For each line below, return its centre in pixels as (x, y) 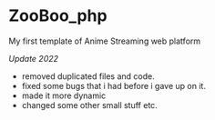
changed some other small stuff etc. (90, 105)
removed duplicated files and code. (88, 76)
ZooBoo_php (58, 16)
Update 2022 (34, 58)
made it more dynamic (64, 95)
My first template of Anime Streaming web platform (105, 41)
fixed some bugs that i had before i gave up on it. (114, 85)
